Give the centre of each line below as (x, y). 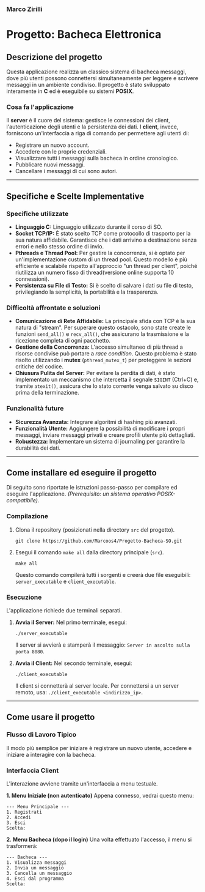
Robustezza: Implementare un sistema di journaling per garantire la (100, 441)
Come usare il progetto (51, 717)
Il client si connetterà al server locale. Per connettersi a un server (97, 686)
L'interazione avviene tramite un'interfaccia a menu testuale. (82, 783)
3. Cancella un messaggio (39, 873)
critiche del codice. (39, 366)
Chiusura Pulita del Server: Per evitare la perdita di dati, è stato (95, 373)
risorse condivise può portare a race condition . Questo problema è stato (106, 354)
